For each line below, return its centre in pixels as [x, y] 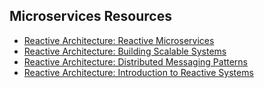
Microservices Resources [90, 16]
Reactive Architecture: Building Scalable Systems [125, 51]
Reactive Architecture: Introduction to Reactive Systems [138, 72]
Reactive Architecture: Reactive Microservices [119, 40]
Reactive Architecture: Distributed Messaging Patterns [136, 61]
